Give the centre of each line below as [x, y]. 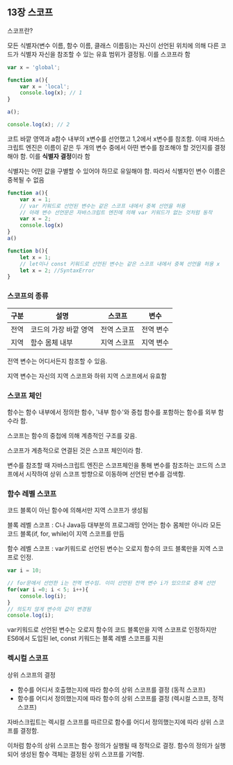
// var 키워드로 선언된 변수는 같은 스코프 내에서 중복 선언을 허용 [103, 206]
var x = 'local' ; [45, 86]
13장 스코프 [30, 13]
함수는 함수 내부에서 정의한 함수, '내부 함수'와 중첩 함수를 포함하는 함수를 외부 [112, 412]
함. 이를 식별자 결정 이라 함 [55, 156]
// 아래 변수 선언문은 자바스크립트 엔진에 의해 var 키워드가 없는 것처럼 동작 [116, 212]
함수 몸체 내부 [51, 342]
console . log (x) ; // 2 [39, 125]
